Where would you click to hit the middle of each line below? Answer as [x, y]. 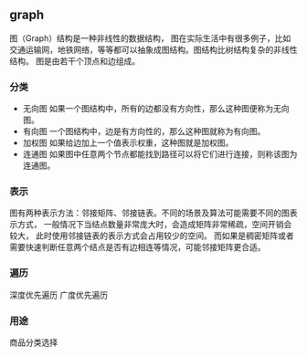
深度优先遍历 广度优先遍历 [58, 295]
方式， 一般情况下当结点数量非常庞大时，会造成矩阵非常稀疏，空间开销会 [154, 225]
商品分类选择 [33, 342]
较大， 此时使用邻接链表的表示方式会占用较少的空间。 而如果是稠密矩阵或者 [152, 236]
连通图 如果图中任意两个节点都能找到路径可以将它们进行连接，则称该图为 [160, 154]
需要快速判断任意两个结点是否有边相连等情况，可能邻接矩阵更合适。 [138, 247]
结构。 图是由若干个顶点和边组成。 [74, 61]
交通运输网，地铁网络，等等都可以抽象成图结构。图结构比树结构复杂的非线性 [153, 49]
